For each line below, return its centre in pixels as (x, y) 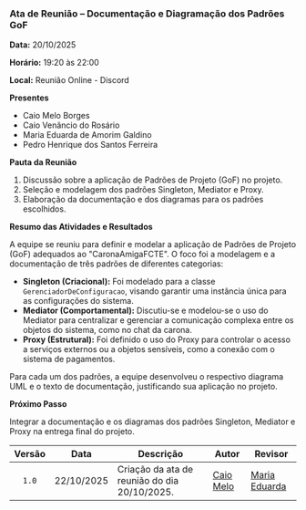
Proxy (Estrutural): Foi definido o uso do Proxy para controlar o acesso (157, 339)
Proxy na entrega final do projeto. (72, 432)
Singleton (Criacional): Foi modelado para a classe (119, 282)
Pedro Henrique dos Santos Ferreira (90, 145)
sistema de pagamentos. (69, 359)
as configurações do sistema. (78, 301)
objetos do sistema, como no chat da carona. (107, 330)
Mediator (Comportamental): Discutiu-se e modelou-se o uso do (145, 311)
